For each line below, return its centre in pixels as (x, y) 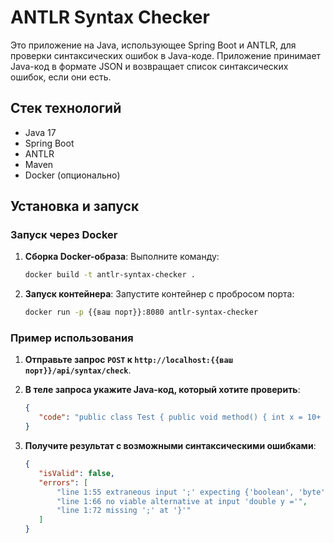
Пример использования (72, 338)
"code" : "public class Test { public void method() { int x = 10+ (180, 417)
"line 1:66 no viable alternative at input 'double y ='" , (182, 501)
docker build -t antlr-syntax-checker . (110, 275)
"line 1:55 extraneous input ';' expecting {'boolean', (175, 492)
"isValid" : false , (77, 473)
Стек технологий (66, 108)
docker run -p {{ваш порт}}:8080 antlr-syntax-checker (141, 312)
